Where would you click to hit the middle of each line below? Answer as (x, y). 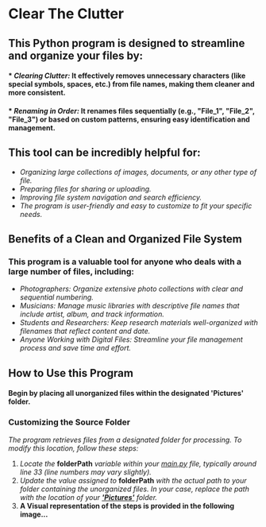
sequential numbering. (56, 297)
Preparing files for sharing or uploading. (86, 188)
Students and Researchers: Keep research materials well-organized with (139, 323)
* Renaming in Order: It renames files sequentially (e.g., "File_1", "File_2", (132, 110)
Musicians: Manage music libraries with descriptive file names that (129, 306)
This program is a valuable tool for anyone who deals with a (125, 262)
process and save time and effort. (75, 348)
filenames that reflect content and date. (85, 331)
